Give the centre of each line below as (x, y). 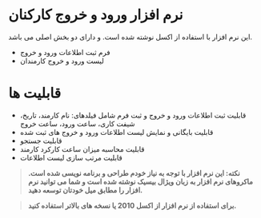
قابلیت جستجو (41, 141)
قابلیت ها (35, 93)
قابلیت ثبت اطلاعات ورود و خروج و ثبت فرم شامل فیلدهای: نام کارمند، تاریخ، (133, 115)
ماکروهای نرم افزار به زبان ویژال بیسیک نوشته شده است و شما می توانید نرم (141, 181)
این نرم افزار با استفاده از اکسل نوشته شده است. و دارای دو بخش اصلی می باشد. (130, 37)
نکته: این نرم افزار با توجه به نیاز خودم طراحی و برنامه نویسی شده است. (134, 172)
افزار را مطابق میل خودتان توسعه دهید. (85, 190)
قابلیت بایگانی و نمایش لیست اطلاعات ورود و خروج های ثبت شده (116, 132)
